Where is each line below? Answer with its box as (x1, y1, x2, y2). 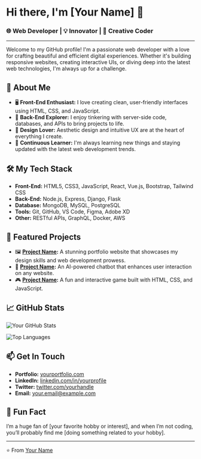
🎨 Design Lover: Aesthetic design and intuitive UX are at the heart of (14, 126, 184, 134)
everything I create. (14, 133, 63, 140)
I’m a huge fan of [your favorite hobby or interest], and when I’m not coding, (6, 422, 193, 430)
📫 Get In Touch (6, 352, 65, 362)
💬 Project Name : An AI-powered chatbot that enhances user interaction (14, 263, 192, 270)
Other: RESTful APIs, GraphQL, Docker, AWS (14, 215, 126, 222)
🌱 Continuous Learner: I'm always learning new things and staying (14, 139, 181, 146)
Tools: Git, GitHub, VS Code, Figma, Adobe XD (14, 208, 130, 215)
